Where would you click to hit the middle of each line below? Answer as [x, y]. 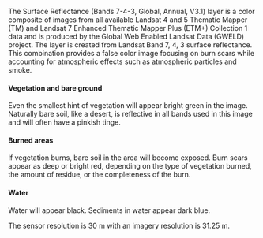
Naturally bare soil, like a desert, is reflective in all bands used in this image [130, 114]
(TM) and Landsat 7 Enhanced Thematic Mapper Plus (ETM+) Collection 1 [128, 28]
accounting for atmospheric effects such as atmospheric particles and [122, 61]
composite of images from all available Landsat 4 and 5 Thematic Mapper [128, 20]
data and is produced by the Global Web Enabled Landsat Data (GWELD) [126, 36]
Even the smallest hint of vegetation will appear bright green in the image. [128, 106]
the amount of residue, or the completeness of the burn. [100, 175]
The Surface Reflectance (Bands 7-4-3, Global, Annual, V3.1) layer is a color [131, 11]
